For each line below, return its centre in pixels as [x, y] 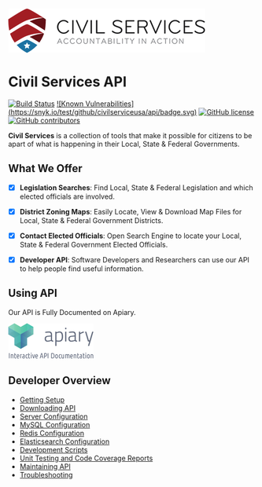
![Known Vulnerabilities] [95, 104]
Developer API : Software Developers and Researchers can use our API [135, 259]
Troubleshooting [46, 474]
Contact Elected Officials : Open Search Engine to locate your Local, [131, 236]
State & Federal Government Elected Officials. [94, 244]
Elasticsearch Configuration [65, 441]
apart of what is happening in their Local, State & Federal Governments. [124, 144]
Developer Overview [60, 381]
